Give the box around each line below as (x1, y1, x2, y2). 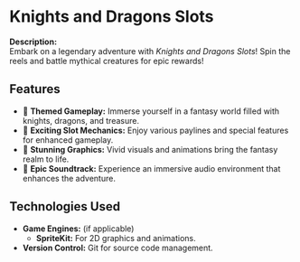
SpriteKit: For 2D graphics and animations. (35, 232, 196, 243)
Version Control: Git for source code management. (22, 242, 214, 253)
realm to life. (22, 154, 70, 164)
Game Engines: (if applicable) (22, 223, 135, 234)
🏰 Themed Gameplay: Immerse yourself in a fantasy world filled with (22, 106, 280, 117)
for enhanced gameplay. (22, 134, 114, 145)
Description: (9, 36, 57, 47)
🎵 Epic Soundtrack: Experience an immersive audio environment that (22, 163, 281, 173)
